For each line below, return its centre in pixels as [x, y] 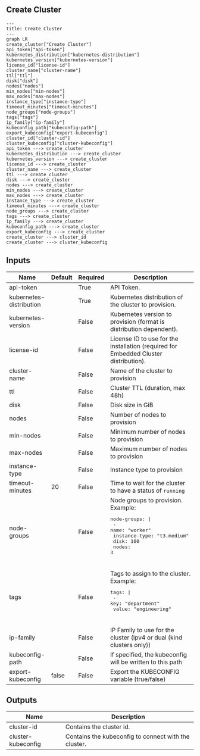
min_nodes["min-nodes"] [36, 91]
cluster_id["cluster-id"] [38, 138]
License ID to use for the [144, 339]
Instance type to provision [146, 470]
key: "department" [135, 603]
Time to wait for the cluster [148, 483]
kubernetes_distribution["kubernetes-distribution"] [73, 55]
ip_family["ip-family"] [36, 122]
